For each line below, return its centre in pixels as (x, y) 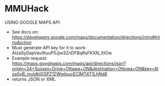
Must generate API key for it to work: (49, 47)
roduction (21, 42)
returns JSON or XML (34, 79)
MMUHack (27, 9)
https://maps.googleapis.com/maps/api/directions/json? (69, 63)
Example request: (30, 58)
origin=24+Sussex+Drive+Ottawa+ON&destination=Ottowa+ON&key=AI (85, 68)
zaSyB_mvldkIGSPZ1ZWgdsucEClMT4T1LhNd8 (59, 74)
